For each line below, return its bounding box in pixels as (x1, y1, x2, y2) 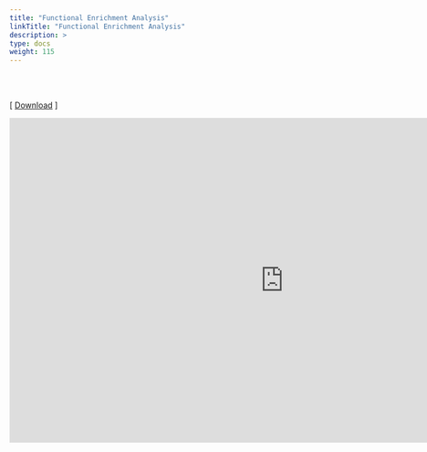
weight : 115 (9, 47, 55, 57)
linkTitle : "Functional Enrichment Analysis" (9, 22, 185, 31)
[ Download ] (9, 100, 58, 110)
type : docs (9, 38, 51, 48)
